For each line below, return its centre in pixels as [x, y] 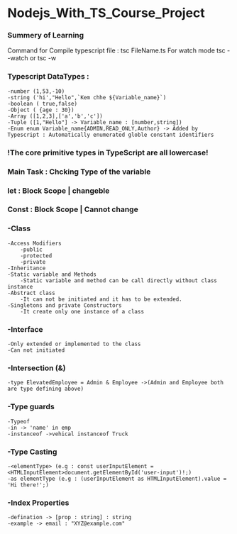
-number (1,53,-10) [36, 91]
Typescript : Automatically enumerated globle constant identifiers [111, 135]
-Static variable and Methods [52, 274]
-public [31, 250]
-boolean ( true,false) [43, 104]
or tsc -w [43, 58]
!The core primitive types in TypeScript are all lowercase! [108, 152]
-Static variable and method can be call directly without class [119, 280]
